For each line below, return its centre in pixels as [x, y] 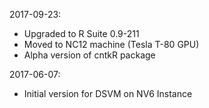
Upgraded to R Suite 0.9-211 [81, 33]
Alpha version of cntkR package [89, 55]
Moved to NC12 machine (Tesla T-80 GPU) [111, 44]
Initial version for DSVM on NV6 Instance [108, 93]
